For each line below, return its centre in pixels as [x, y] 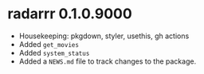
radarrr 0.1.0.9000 [70, 14]
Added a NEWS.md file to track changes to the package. [108, 61]
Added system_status [54, 53]
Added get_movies [49, 44]
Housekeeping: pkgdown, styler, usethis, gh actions [104, 36]
